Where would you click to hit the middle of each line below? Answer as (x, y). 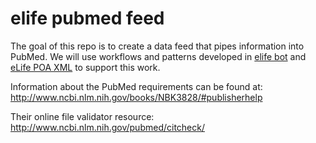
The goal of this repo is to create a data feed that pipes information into (157, 46)
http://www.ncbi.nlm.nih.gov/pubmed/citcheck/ (107, 127)
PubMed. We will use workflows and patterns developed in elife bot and (158, 56)
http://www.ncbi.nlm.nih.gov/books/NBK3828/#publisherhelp (136, 97)
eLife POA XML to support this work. (85, 67)
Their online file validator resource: (82, 116)
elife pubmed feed (87, 18)
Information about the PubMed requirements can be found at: (136, 86)
